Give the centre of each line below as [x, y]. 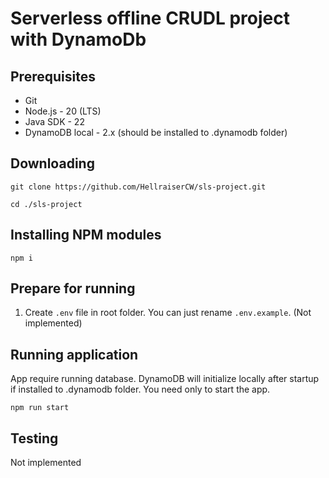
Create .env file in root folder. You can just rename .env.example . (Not [168, 313]
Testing [34, 438]
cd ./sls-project [46, 204]
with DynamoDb [78, 39]
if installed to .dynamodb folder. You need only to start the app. [140, 389]
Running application [74, 354]
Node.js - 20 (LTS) [63, 111]
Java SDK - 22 [54, 121]
